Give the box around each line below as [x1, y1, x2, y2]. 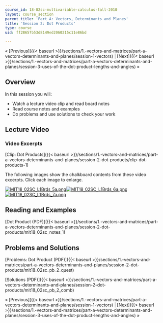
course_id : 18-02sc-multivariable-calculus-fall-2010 [5, 7, 118, 12]
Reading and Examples [5, 206, 77, 214]
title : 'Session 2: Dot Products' [5, 21, 76, 26]
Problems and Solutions [5, 244, 80, 252]
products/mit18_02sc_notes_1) [5, 229, 66, 235]
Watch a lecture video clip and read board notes [12, 101, 109, 107]
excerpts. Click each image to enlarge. [5, 177, 83, 182]
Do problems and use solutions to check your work [12, 111, 115, 117]
